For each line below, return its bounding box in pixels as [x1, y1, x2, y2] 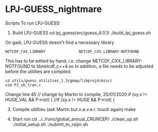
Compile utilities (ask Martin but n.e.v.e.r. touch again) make [12, 106, 136, 112]
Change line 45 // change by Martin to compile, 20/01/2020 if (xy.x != [5, 91, 148, 97]
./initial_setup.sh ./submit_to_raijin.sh [12, 121, 88, 127]
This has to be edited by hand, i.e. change [5, 57, 91, 63]
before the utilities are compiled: [5, 68, 72, 74]
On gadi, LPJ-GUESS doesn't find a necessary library [5, 39, 115, 45]
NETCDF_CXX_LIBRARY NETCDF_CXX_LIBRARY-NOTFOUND [5, 49, 140, 54]
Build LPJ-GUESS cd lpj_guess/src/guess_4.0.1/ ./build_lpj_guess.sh [12, 29, 151, 35]
